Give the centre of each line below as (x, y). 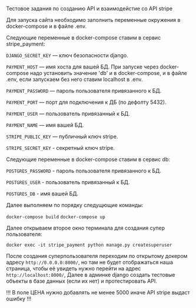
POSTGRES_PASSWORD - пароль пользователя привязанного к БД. (84, 171)
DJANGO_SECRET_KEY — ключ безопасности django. (67, 55)
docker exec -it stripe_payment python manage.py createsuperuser (89, 245)
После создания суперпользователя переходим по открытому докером (97, 256)
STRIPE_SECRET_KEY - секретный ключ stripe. (60, 148)
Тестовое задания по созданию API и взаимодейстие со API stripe (89, 9)
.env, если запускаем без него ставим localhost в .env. (74, 79)
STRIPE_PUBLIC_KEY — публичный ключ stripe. (62, 136)
